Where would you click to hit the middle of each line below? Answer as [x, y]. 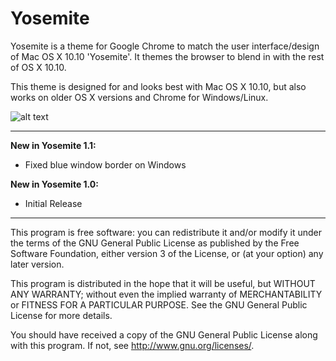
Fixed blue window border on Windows [105, 164]
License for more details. [61, 315]
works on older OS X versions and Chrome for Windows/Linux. [139, 97]
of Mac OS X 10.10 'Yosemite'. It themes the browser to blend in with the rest [167, 56]
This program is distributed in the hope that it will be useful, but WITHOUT [163, 283]
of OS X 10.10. [38, 67]
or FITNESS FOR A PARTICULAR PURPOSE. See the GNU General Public [159, 304]
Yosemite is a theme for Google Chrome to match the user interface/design [165, 46]
